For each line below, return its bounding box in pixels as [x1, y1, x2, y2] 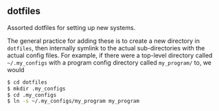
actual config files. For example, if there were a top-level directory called [7, 51, 213, 59]
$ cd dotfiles [7, 78, 48, 86]
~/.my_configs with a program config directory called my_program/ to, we [7, 58, 211, 67]
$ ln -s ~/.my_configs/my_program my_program [7, 98, 139, 105]
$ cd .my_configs [7, 91, 57, 98]
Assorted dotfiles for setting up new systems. [7, 23, 136, 31]
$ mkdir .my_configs [7, 85, 67, 92]
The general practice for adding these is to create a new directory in [7, 37, 200, 45]
